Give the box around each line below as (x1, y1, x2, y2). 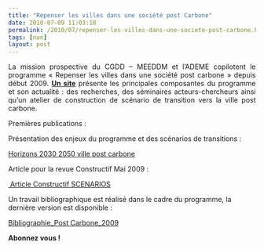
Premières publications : (8, 119, 86, 128)
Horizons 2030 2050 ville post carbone (8, 150, 136, 159)
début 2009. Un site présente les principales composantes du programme (8, 79, 257, 88)
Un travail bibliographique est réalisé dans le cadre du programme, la (8, 195, 232, 204)
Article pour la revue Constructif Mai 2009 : (8, 164, 149, 174)
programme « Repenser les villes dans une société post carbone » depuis (8, 70, 256, 80)
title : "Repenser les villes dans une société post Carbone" (8, 11, 213, 20)
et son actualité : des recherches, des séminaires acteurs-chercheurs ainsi (8, 87, 256, 96)
